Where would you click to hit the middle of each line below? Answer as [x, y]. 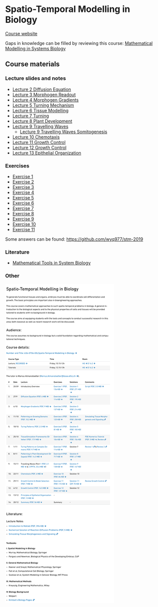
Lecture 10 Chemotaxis [36, 137]
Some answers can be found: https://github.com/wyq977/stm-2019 [74, 239]
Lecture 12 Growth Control [39, 148]
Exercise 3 [23, 187]
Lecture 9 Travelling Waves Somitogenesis [64, 132]
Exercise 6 [23, 203]
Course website [21, 33]
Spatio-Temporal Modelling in [68, 9]
